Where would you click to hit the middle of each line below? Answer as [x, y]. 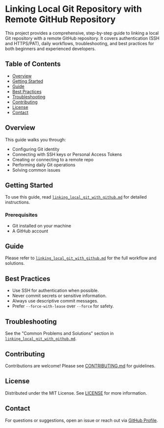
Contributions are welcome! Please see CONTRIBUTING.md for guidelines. [80, 366]
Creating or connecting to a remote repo [53, 159]
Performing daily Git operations [44, 165]
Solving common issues [36, 170]
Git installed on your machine [42, 226]
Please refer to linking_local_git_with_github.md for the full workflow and [81, 258]
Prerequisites [21, 215]
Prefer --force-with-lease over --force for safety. [63, 306]
